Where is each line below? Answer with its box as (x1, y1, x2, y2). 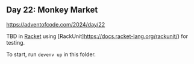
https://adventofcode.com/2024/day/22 (6, 21, 105, 28)
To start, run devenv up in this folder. (6, 51, 96, 58)
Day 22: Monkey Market (6, 5, 98, 15)
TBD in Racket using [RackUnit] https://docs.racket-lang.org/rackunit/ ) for (6, 33, 189, 40)
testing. (6, 39, 25, 46)
